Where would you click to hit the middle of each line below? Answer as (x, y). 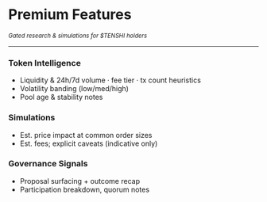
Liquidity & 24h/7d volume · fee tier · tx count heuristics (110, 80)
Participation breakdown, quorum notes (84, 189)
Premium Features (70, 15)
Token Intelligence (44, 63)
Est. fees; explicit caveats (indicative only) (89, 143)
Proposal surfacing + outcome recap (80, 181)
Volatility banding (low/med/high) (74, 89)
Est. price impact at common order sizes (86, 135)
